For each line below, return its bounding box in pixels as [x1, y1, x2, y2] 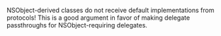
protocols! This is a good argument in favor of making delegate [6, 13, 191, 22]
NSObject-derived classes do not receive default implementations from [6, 6, 215, 14]
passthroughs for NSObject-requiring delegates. [6, 21, 148, 29]
